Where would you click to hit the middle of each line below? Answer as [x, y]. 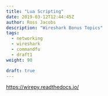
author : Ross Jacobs [31, 22]
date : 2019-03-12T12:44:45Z [40, 17]
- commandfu [26, 49]
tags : [13, 33]
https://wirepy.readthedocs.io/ [43, 87]
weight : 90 [19, 60]
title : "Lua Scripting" [35, 11]
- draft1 [22, 55]
